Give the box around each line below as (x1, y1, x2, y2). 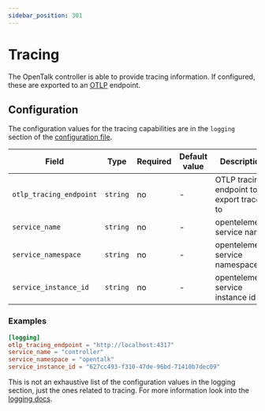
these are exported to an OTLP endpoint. (8, 80, 140, 89)
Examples (8, 315, 47, 326)
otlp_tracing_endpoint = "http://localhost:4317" (8, 341, 175, 349)
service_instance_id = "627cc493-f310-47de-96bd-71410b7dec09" (8, 363, 221, 371)
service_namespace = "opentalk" (8, 356, 114, 364)
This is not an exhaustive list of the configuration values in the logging (8, 377, 236, 387)
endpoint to (215, 184, 258, 195)
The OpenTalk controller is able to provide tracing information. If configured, (8, 72, 256, 81)
